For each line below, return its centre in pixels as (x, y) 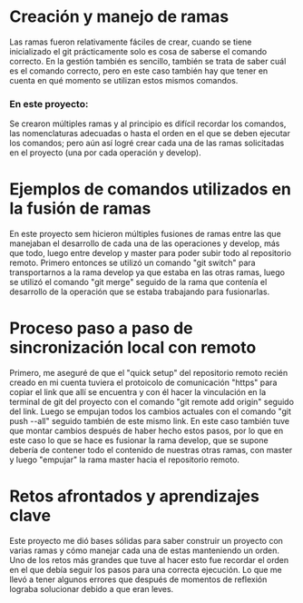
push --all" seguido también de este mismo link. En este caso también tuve (150, 421)
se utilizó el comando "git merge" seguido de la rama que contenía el (138, 282)
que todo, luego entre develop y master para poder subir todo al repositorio (151, 253)
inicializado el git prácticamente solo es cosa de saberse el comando (138, 51)
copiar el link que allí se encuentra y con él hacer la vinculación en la (138, 392)
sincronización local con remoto (133, 348)
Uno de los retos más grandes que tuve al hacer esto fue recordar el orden (149, 560)
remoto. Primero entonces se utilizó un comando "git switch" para (132, 263)
